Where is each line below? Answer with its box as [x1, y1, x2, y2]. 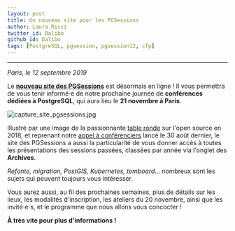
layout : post [7, 10, 45, 17]
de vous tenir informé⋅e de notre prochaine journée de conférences [7, 89, 203, 98]
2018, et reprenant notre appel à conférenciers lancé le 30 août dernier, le [7, 131, 220, 140]
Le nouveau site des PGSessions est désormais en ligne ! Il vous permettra [7, 82, 225, 90]
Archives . [7, 154, 36, 161]
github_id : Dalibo [7, 36, 61, 43]
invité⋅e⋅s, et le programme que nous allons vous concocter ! [7, 203, 182, 211]
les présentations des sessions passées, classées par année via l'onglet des [7, 146, 227, 154]
